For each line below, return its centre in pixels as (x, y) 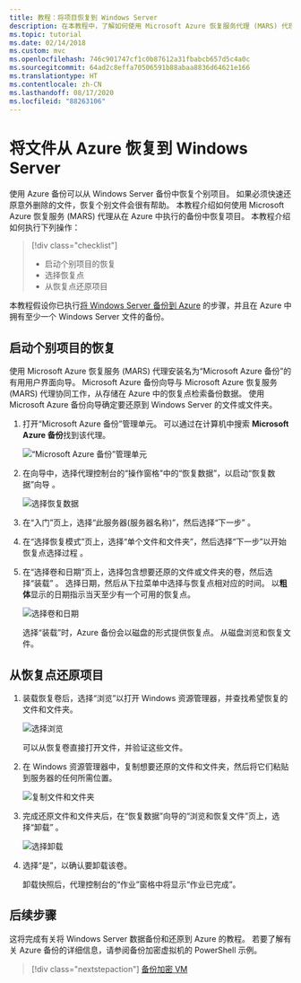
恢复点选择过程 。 (55, 553)
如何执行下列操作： (45, 228)
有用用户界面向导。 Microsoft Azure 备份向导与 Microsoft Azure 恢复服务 (143, 382)
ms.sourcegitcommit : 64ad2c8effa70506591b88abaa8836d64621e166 (130, 68)
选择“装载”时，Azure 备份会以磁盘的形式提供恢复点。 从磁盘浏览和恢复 (153, 633)
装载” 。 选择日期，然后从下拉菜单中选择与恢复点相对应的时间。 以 (156, 584)
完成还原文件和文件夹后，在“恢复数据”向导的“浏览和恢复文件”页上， (147, 816)
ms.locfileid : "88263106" (57, 101)
